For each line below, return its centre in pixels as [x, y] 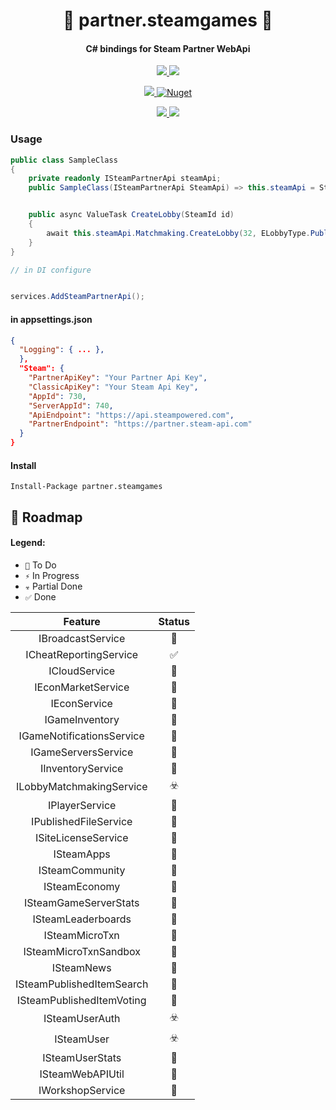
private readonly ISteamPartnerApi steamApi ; [125, 179]
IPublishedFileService [82, 821]
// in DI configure [51, 270]
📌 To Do [40, 565]
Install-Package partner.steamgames [86, 487]
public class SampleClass [64, 160]
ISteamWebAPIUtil [82, 1074]
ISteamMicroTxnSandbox [82, 951]
